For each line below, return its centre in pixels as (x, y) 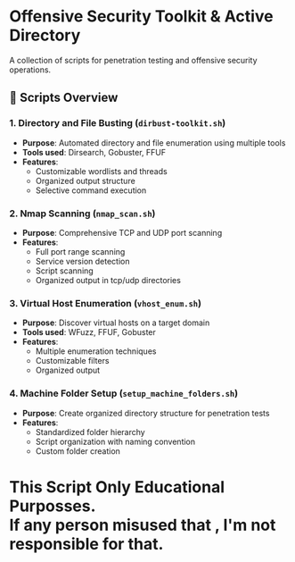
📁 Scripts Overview (64, 98)
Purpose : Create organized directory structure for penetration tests (146, 413)
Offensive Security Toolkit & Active (141, 17)
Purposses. (53, 506)
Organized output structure (85, 180)
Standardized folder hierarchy (90, 432)
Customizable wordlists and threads (101, 171)
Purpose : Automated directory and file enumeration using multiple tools (154, 143)
